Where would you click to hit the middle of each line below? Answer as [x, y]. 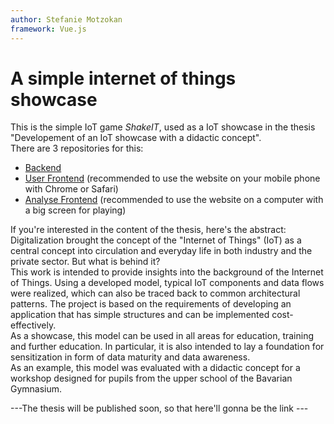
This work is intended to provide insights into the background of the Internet [167, 272]
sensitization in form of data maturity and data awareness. [130, 357]
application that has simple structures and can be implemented [140, 315]
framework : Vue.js [48, 29]
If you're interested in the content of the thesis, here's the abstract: [148, 230]
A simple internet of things [123, 78]
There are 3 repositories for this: [77, 148]
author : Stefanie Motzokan [66, 19]
